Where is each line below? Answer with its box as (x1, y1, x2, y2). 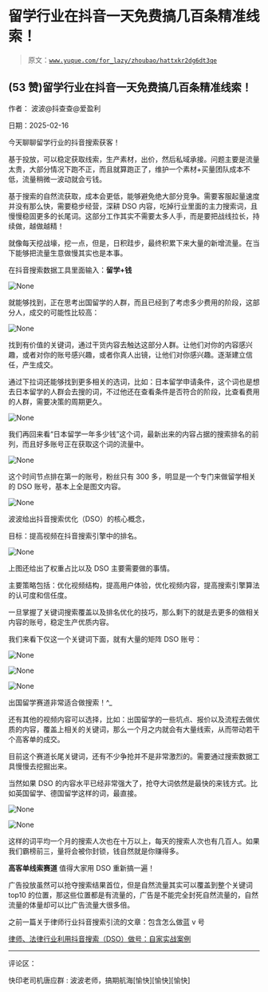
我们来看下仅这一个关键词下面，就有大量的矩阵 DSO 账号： (8, 634, 202, 643)
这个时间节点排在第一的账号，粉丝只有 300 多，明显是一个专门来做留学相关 (8, 472, 257, 481)
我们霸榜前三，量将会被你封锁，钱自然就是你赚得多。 (8, 846, 183, 856)
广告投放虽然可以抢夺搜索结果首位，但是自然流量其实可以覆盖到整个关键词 (8, 879, 253, 890)
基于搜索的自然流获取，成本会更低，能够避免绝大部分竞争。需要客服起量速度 (8, 191, 260, 200)
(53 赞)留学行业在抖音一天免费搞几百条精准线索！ (8, 81, 253, 94)
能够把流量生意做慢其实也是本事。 (14, 248, 128, 258)
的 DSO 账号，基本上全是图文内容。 (8, 481, 125, 491)
